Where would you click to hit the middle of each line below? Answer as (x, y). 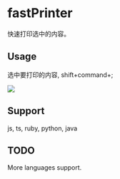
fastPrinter (40, 13)
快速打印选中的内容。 (39, 34)
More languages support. (45, 168)
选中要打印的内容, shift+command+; (60, 75)
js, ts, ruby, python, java (42, 128)
